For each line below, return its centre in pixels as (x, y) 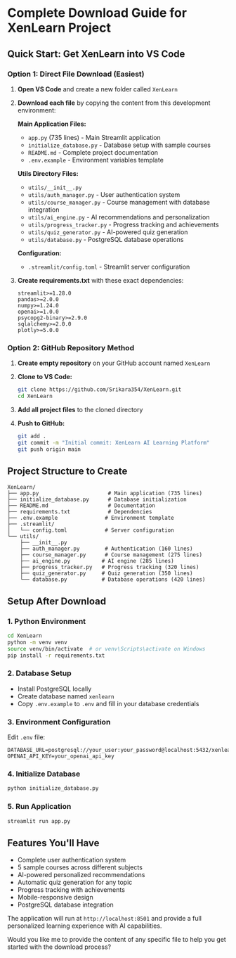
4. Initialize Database (44, 774)
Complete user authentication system (72, 860)
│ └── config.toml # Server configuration (91, 530)
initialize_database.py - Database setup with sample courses (119, 145)
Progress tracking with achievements (71, 890)
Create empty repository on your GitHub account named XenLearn (114, 363)
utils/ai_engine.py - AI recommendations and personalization (119, 217)
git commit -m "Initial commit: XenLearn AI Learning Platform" (113, 442)
